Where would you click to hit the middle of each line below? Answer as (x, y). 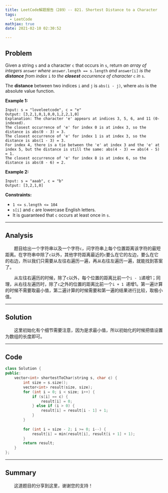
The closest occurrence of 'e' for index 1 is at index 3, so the (76, 136)
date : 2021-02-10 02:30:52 (33, 29)
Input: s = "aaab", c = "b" (34, 181)
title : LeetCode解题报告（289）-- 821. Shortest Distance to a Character (81, 10)
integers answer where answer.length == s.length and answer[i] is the (78, 70)
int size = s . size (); (46, 383)
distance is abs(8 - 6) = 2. (35, 162)
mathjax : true (20, 24)
